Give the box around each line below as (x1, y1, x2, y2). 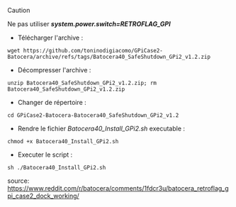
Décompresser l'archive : (17, 66, 91, 74)
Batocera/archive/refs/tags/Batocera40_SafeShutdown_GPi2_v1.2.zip (7, 53, 211, 60)
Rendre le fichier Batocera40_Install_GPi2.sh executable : (17, 124, 186, 133)
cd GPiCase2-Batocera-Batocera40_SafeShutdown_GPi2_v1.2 (7, 112, 179, 119)
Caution (7, 6, 30, 14)
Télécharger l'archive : (17, 33, 84, 42)
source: (7, 177, 30, 185)
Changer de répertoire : (17, 99, 86, 106)
